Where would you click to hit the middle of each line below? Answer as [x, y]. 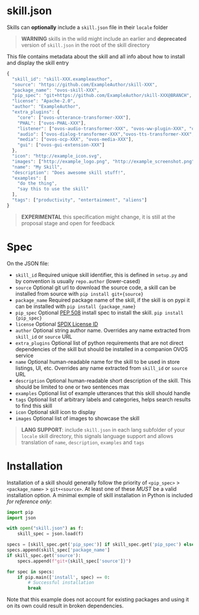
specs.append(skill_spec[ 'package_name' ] [58, 550]
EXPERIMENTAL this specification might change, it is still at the [98, 216]
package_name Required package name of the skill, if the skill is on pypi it [102, 300]
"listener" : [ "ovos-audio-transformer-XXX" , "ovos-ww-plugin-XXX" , [102, 128]
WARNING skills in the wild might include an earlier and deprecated [104, 38]
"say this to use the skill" [53, 189]
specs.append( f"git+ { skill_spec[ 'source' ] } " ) [74, 561]
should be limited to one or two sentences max [72, 387]
